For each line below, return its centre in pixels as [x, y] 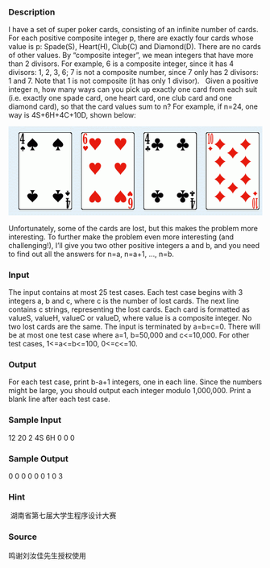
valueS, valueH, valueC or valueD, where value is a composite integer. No [130, 318]
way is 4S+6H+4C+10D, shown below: [73, 115]
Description [32, 12]
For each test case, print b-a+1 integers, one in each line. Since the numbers [135, 382]
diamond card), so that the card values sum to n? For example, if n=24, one [133, 106]
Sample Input [35, 420]
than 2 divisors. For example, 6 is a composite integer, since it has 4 [121, 64]
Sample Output [38, 458]
